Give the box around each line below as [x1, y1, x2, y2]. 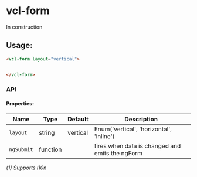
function [39, 145, 62, 154]
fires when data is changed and [94, 142, 181, 150]
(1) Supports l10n [6, 164, 47, 171]
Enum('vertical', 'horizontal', [94, 125, 172, 133]
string [39, 128, 55, 137]
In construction [6, 23, 43, 30]
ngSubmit [9, 146, 33, 153]
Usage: [6, 40, 33, 50]
